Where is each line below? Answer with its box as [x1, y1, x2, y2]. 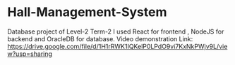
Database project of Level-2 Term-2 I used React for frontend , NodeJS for [7, 27, 224, 36]
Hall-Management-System [7, 4, 167, 20]
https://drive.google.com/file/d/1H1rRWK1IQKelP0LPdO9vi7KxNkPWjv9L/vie [7, 42, 228, 50]
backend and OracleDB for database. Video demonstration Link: [7, 34, 193, 43]
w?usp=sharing [7, 50, 53, 58]
